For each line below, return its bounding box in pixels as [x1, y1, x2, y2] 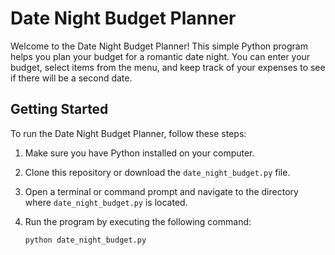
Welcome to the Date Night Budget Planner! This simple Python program [10, 40, 308, 52]
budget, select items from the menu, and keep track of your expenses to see [10, 61, 326, 73]
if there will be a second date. [10, 72, 133, 84]
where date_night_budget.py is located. [24, 196, 188, 208]
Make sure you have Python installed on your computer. [24, 147, 255, 159]
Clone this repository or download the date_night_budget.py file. [24, 166, 291, 178]
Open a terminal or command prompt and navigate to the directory [24, 185, 299, 197]
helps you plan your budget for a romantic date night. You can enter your [10, 50, 311, 62]
